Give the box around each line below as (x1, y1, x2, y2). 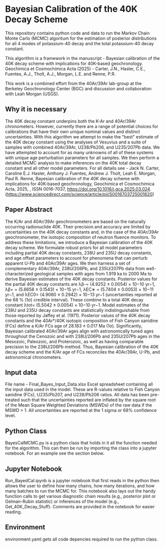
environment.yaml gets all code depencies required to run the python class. (5, 536, 158, 542)
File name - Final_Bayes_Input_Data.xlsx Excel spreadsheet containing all (5, 382, 153, 387)
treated (5, 397, 20, 403)
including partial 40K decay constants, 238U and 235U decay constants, (5, 249, 153, 256)
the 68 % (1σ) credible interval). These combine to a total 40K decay (5, 297, 144, 302)
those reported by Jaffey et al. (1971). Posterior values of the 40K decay (5, 312, 151, 318)
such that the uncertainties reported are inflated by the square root (20, 397, 156, 403)
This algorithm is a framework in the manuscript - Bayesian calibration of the (5, 55, 160, 61)
